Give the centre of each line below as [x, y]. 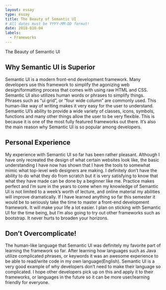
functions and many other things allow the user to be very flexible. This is [80, 116]
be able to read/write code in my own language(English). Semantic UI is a [80, 261]
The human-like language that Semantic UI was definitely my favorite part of [83, 245]
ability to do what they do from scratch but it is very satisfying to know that [82, 176]
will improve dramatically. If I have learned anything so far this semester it [80, 196]
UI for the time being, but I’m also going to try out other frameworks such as [83, 212]
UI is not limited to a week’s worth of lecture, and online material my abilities [83, 192]
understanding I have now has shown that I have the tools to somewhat [78, 165]
